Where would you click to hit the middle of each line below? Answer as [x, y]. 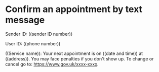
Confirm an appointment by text [74, 9]
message [25, 20]
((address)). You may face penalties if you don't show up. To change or [79, 58]
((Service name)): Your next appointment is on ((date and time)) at [74, 53]
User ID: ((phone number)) [33, 43]
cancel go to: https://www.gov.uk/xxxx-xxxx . [52, 64]
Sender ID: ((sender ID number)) [39, 34]
